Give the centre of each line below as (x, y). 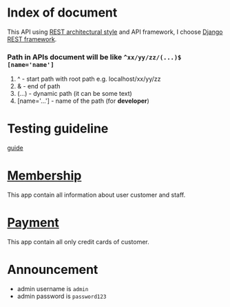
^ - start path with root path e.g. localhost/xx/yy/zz (89, 79)
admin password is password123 (62, 296)
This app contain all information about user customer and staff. (96, 195)
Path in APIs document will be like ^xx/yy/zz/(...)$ (94, 57)
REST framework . (32, 39)
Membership (44, 176)
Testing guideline (58, 129)
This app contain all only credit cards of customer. (78, 242)
